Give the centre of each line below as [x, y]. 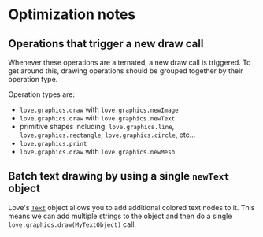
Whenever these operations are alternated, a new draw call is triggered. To [130, 62]
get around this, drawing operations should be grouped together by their [126, 71]
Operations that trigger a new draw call [106, 44]
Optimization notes [72, 15]
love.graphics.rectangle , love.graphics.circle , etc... [107, 135]
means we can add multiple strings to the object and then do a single [120, 216]
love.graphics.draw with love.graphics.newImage [99, 109]
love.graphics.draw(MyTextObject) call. [72, 224]
